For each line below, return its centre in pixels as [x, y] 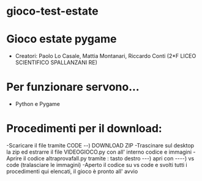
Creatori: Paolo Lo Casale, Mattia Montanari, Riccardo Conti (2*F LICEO [106, 56]
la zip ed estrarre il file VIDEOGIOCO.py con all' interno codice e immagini [99, 152]
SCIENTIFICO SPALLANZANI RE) [56, 63]
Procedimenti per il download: [84, 129]
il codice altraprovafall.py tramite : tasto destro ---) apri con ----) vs [109, 158]
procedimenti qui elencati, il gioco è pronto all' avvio [72, 171]
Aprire [14, 158]
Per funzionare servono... [73, 87]
